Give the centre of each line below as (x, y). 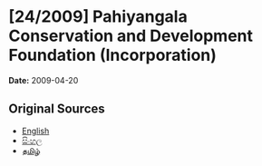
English (35, 131)
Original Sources (57, 109)
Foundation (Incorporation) (112, 55)
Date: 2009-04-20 (44, 80)
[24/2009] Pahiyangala (98, 17)
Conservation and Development (131, 36)
